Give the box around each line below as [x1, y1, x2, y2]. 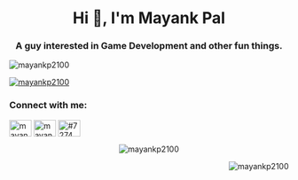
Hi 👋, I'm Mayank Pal [72, 8, 226, 28]
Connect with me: [9, 99, 88, 112]
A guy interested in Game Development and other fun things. [15, 40, 283, 52]
